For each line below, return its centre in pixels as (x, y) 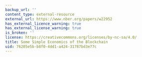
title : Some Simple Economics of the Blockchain (57, 42)
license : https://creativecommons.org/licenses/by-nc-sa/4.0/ (71, 38)
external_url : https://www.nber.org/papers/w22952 (59, 19)
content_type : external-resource (40, 14)
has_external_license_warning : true (43, 28)
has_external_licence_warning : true (43, 24)
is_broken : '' (20, 33)
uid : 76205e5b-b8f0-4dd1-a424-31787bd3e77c (51, 47)
